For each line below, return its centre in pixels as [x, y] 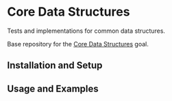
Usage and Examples [53, 88]
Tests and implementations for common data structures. [86, 31]
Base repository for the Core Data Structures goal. [78, 44]
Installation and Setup [55, 66]
